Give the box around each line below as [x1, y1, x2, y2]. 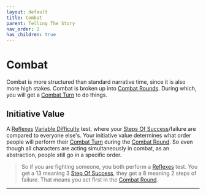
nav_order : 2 [6, 26, 40, 32]
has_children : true [6, 32, 56, 38]
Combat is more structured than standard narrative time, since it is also [6, 78, 186, 86]
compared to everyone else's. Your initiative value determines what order [6, 131, 191, 139]
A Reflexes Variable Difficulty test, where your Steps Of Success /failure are [6, 125, 196, 132]
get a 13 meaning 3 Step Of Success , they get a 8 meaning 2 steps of [21, 169, 197, 177]
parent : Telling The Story [6, 20, 75, 26]
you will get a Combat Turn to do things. [6, 91, 108, 98]
